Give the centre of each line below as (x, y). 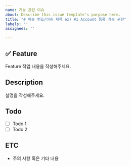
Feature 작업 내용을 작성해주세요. (38, 66)
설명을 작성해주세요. (25, 95)
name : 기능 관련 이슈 (25, 10)
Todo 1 (19, 124)
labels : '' (17, 24)
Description (24, 82)
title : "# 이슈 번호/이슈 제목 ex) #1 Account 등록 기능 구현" (66, 19)
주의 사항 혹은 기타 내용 (36, 158)
